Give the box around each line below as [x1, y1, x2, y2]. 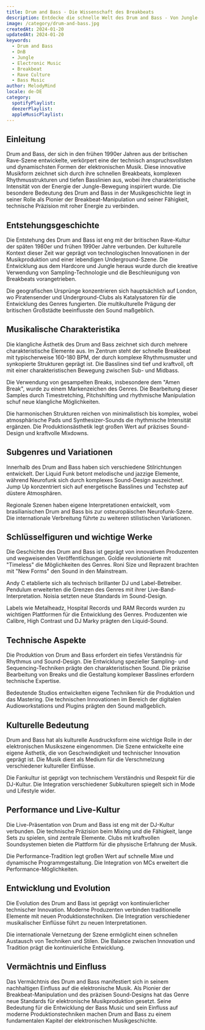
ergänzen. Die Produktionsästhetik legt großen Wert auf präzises [6, 423, 170, 430]
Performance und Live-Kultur [6, 805, 120, 815]
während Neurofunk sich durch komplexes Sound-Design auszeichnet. [6, 476, 184, 483]
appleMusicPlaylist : [12, 111, 64, 118]
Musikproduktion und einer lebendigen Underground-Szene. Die [6, 256, 168, 263]
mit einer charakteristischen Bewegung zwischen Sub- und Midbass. [6, 367, 180, 374]
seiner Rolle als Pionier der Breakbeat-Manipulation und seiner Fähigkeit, [6, 196, 189, 203]
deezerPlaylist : [12, 105, 53, 112]
